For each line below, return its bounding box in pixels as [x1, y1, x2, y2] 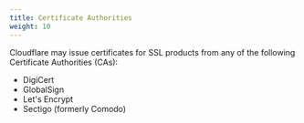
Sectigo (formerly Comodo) [22, 103, 126, 114]
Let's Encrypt [22, 93, 74, 105]
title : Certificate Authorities [9, 13, 132, 23]
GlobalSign [22, 84, 65, 95]
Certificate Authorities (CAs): [9, 56, 119, 67]
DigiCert [22, 74, 55, 85]
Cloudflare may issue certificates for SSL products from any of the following [9, 46, 296, 57]
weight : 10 [9, 22, 51, 31]
